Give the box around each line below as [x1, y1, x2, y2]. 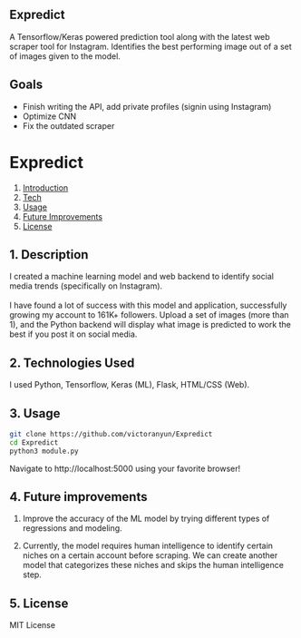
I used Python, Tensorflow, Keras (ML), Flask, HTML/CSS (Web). [9, 379, 250, 390]
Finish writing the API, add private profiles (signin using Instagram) [22, 101, 272, 112]
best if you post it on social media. [9, 329, 138, 339]
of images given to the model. [9, 50, 121, 62]
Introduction [22, 182, 69, 193]
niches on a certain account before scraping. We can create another [22, 550, 278, 561]
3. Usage [9, 406, 61, 421]
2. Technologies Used [9, 355, 135, 370]
